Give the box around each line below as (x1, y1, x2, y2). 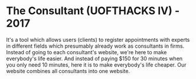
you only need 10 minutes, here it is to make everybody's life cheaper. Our (6, 61, 187, 68)
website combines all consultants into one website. (6, 67, 130, 74)
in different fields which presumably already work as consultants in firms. (6, 42, 185, 50)
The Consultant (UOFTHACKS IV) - (6, 4, 180, 18)
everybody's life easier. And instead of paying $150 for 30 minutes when (6, 55, 183, 62)
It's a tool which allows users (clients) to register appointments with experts (6, 36, 190, 43)
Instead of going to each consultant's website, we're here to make (6, 48, 167, 55)
